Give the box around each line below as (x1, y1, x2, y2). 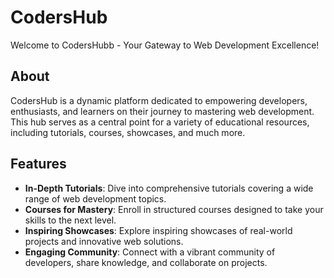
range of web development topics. (24, 192, 167, 205)
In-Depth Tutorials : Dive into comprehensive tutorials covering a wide (24, 182, 314, 194)
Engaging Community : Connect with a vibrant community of (24, 246, 276, 258)
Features (10, 156, 67, 173)
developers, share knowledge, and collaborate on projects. (24, 256, 268, 268)
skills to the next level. (24, 214, 117, 226)
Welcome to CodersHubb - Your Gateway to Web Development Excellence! (10, 39, 320, 51)
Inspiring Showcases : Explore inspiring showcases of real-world (24, 224, 293, 236)
